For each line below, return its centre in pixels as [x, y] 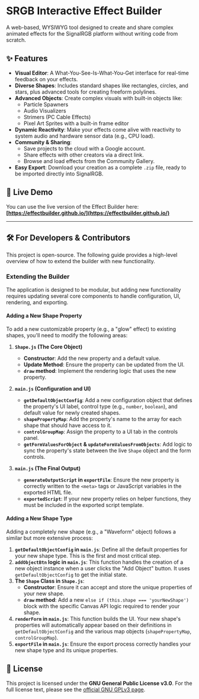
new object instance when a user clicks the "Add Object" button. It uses [102, 569]
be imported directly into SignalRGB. [59, 174]
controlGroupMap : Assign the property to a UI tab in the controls [101, 432]
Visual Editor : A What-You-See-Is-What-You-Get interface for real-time [102, 73]
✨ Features [27, 58]
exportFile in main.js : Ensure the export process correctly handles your [103, 644]
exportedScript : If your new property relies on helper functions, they [107, 499]
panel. [31, 438]
